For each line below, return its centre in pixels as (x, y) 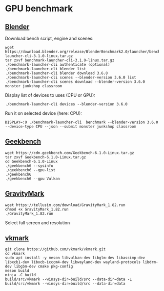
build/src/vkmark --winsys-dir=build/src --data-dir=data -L (69, 279)
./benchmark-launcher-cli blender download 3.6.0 (57, 73)
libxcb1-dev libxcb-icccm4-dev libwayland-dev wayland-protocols (73, 262)
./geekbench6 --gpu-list (30, 170)
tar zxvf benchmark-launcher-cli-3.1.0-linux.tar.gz (60, 60)
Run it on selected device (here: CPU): (43, 113)
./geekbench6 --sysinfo (29, 166)
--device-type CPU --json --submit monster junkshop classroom (71, 127)
